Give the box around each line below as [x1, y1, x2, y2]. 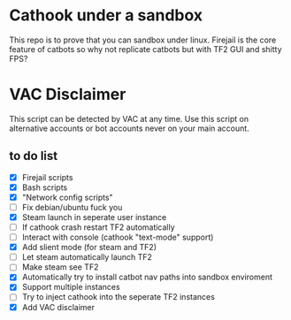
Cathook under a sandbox [9, 5, 203, 26]
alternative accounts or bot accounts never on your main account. [9, 123, 249, 133]
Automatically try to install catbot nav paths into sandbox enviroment [21, 271, 272, 283]
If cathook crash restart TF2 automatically [21, 222, 175, 232]
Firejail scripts [21, 171, 73, 182]
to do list [9, 149, 58, 164]
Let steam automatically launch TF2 [21, 252, 153, 263]
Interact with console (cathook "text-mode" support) [21, 232, 214, 243]
